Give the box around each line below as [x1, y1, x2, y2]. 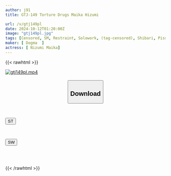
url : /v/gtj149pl [5, 21, 42, 27]
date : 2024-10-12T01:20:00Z [5, 26, 65, 31]
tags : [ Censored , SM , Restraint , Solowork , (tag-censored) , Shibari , [5, 36, 156, 41]
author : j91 [5, 7, 31, 13]
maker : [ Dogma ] [5, 40, 44, 46]
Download [70, 90, 101, 97]
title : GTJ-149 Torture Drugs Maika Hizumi [5, 12, 99, 17]
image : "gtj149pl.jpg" [5, 31, 53, 36]
